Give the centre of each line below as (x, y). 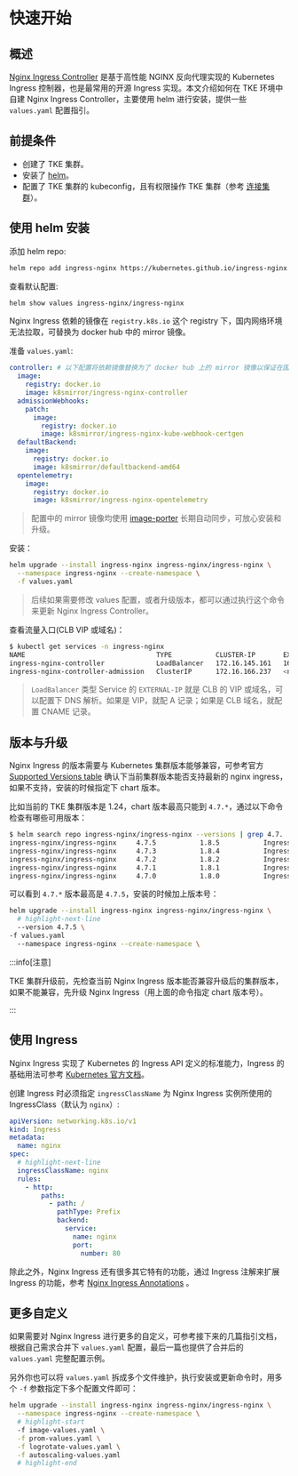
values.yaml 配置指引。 (52, 110)
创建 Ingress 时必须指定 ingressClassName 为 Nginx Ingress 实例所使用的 (141, 1093)
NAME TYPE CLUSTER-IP (132, 654)
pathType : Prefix (89, 1212)
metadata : (27, 1138)
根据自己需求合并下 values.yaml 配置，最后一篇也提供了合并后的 (126, 1347)
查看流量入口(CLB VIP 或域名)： (67, 630)
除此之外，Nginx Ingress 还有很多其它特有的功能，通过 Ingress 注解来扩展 (145, 1271)
